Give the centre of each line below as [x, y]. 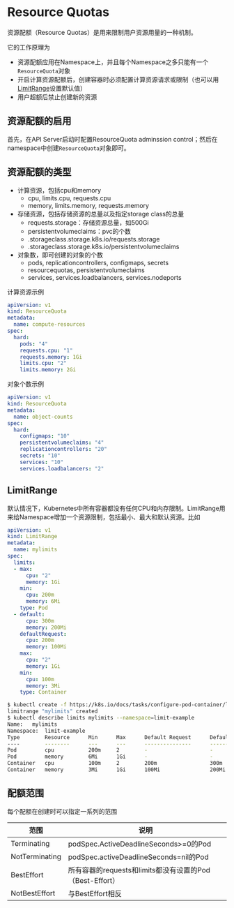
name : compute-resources [49, 325]
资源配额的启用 [39, 121]
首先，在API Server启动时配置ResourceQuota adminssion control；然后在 [112, 139]
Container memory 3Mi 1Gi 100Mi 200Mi [117, 770]
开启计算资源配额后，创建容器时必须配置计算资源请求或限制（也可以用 [118, 79]
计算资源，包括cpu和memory [59, 190]
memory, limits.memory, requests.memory [88, 205]
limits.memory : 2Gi [48, 370]
